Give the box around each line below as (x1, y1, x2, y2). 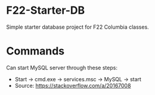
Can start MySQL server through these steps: (6, 64, 118, 71)
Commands (6, 44, 65, 58)
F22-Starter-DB (6, 4, 85, 17)
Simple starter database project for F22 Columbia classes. (6, 23, 149, 30)
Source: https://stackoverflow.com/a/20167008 (14, 82, 131, 89)
